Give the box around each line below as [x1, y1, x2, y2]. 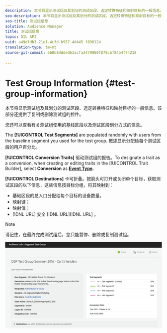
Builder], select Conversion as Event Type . [5, 166, 94, 171]
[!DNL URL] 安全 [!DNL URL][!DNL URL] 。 [12, 211, 98, 217]
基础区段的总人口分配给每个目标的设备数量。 [12, 192, 104, 199]
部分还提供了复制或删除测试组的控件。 [5, 111, 83, 117]
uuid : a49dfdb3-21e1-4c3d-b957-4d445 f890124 [5, 40, 101, 45]
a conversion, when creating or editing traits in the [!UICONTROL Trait [5, 160, 148, 166]
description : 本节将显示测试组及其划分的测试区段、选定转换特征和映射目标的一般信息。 [5, 8, 164, 13]
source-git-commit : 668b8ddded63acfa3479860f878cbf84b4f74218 [5, 50, 137, 55]
